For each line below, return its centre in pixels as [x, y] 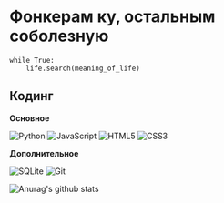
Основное [30, 118]
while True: [32, 60]
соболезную [59, 36]
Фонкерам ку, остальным [112, 17]
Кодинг [31, 96]
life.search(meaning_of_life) [83, 68]
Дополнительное [44, 153]
